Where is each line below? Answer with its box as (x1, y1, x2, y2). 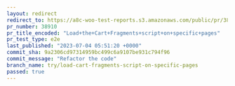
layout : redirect (6, 10, 58, 17)
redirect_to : (6, 17, 45, 24)
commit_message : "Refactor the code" (6, 55, 117, 62)
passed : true (6, 68, 45, 75)
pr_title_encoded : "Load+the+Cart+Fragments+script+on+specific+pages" (6, 29, 220, 37)
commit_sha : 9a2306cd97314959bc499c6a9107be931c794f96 (6, 49, 170, 56)
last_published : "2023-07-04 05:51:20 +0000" (6, 42, 142, 49)
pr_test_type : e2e (6, 36, 60, 43)
